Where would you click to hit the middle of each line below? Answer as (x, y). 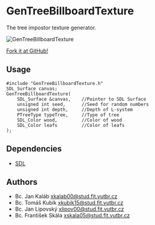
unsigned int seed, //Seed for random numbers (83, 104)
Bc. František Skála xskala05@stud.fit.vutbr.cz (72, 215)
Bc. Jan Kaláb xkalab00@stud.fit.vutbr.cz (66, 196)
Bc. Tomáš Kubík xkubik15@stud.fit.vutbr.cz (69, 203)
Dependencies (34, 149)
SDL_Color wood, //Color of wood (69, 120)
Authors (22, 182)
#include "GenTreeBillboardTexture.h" (55, 83)
